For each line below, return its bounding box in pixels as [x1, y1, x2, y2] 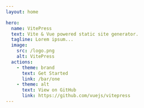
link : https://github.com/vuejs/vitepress [21, 93, 131, 99]
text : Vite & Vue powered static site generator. [11, 31, 139, 37]
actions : [11, 59, 33, 65]
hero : [5, 19, 19, 26]
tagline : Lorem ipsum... [11, 37, 74, 43]
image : [11, 42, 28, 48]
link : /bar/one [21, 76, 61, 82]
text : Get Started [21, 70, 68, 76]
